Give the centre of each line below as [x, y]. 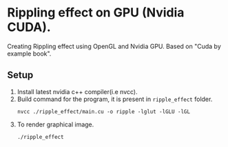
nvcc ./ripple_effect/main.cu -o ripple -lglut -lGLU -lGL [104, 111]
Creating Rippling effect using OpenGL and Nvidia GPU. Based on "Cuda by [114, 46]
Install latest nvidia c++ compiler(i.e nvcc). [77, 91]
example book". [29, 54]
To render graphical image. [55, 124]
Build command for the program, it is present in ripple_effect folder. [115, 99]
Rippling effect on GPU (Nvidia [96, 13]
